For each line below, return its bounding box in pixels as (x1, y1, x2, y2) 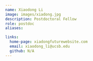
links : (5, 35, 19, 40)
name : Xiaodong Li (5, 7, 43, 12)
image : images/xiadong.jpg (5, 12, 61, 17)
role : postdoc (5, 21, 35, 26)
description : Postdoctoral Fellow (5, 16, 77, 21)
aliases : (5, 26, 23, 31)
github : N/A (9, 48, 35, 54)
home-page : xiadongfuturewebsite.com (9, 39, 88, 45)
